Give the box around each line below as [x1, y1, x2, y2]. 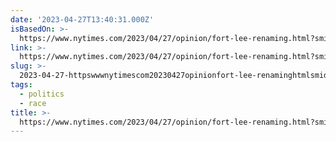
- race [19, 98, 47, 108]
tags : [10, 80, 33, 90]
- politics [19, 89, 65, 99]
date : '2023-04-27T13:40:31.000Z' [10, 14, 155, 25]
